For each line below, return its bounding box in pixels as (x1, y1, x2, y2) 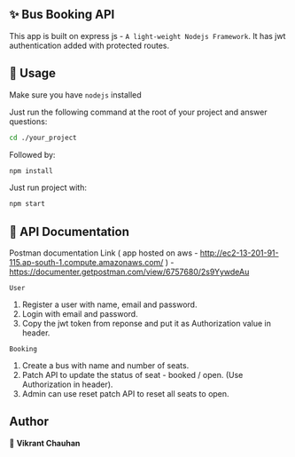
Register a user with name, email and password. (21, 299, 198, 310)
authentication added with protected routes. (9, 40, 170, 51)
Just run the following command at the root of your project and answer (9, 106, 268, 117)
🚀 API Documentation (9, 224, 130, 239)
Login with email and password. (21, 309, 139, 319)
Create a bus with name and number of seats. (21, 360, 190, 371)
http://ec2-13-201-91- (199, 248, 279, 258)
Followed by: (9, 149, 56, 160)
